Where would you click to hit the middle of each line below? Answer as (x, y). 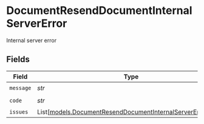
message (20, 88)
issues (19, 112)
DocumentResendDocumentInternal (99, 11)
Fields (18, 59)
